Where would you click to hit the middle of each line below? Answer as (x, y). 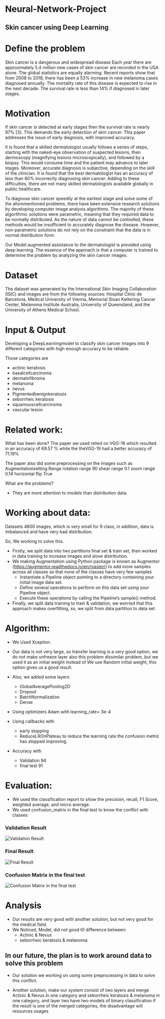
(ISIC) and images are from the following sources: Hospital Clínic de (74, 294)
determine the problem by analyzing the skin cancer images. (66, 255)
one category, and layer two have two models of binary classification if (84, 1000)
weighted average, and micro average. (51, 804)
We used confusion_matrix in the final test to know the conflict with (80, 810)
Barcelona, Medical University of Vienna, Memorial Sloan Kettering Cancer (80, 299)
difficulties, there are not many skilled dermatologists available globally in (79, 184)
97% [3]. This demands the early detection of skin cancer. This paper (75, 132)
